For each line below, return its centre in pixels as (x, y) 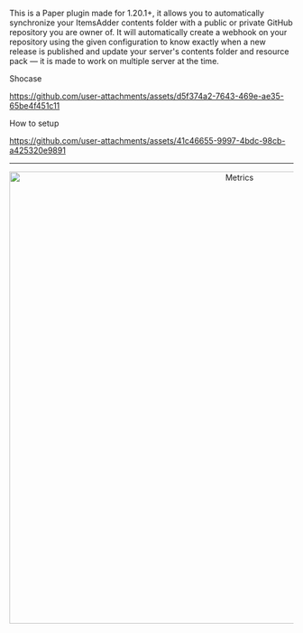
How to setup (34, 123)
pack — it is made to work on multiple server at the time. (114, 61)
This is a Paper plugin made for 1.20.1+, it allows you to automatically (137, 13)
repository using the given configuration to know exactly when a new (138, 42)
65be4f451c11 (35, 106)
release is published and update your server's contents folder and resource (149, 52)
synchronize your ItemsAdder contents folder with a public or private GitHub (151, 23)
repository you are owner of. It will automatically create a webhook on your (148, 32)
